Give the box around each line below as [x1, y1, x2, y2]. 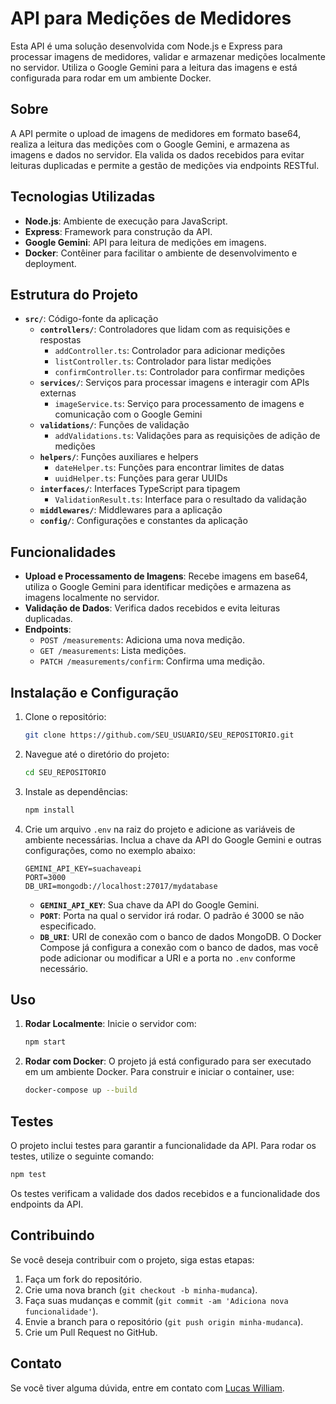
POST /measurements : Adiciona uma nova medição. [39, 634, 246, 646]
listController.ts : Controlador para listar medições [54, 355, 272, 367]
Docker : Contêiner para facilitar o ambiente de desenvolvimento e [24, 247, 298, 259]
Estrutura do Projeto [10, 286, 139, 303]
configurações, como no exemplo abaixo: [24, 844, 197, 856]
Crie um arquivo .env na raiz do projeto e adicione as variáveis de [24, 823, 296, 835]
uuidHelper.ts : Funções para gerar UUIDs [54, 472, 228, 484]
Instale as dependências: [24, 785, 128, 797]
